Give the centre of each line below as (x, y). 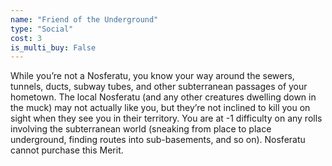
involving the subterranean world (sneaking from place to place (141, 129)
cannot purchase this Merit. (67, 150)
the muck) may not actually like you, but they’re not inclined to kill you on (160, 108)
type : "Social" (42, 29)
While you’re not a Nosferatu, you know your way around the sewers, (152, 76)
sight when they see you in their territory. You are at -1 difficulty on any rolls (166, 118)
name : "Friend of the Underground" (84, 19)
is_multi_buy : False (53, 47)
